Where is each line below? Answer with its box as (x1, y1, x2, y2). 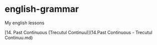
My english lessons (4, 20, 44, 26)
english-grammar (4, 3, 79, 15)
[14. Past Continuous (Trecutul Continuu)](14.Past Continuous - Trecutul (4, 29, 153, 35)
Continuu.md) (4, 35, 33, 41)
